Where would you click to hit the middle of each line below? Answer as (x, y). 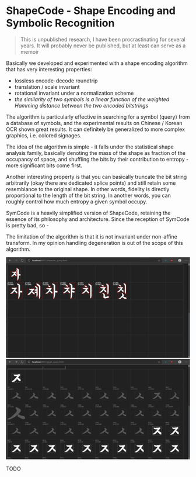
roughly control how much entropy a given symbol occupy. (77, 201)
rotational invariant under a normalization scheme (74, 93)
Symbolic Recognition (60, 23)
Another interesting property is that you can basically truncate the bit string (97, 177)
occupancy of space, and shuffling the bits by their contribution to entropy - (97, 159)
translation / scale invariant (47, 87)
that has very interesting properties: (49, 69)
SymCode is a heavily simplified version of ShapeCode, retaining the (88, 213)
